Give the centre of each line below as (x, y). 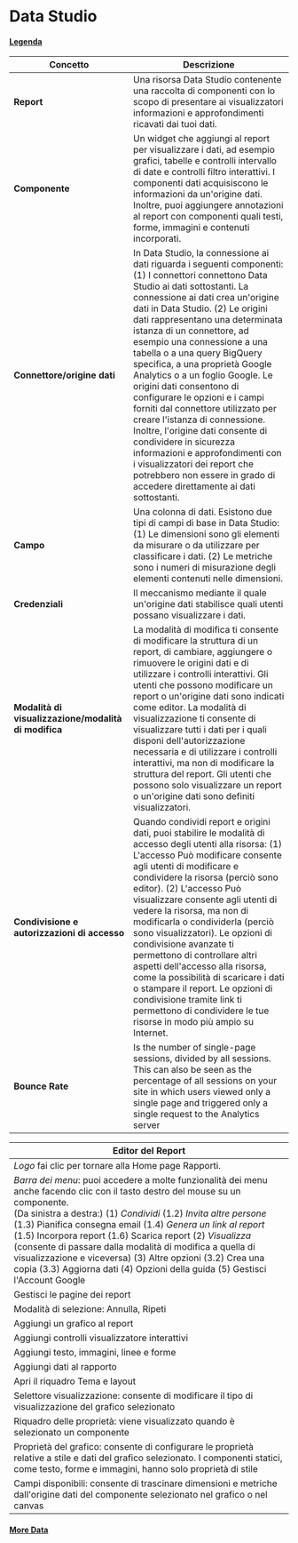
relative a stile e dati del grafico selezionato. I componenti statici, (148, 1458)
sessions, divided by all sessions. (202, 1059)
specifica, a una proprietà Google (202, 364)
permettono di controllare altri (195, 955)
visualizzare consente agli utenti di (205, 899)
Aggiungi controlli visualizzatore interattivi (101, 1338)
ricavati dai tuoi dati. (175, 124)
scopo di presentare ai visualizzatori (208, 102)
